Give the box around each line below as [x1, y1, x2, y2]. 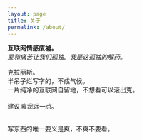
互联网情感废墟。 [7, 44, 58, 53]
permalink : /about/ [7, 23, 66, 31]
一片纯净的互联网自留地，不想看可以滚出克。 [7, 86, 139, 95]
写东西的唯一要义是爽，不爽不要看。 [7, 125, 114, 134]
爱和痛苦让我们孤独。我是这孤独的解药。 [7, 53, 126, 61]
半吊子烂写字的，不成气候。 [7, 77, 89, 85]
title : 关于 [7, 17, 41, 24]
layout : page [7, 10, 46, 18]
